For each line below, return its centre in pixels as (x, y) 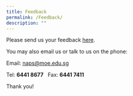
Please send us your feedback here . (51, 40)
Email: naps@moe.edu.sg (37, 63)
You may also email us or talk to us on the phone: (67, 52)
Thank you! (20, 86)
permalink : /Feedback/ (34, 17)
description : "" (26, 23)
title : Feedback (26, 12)
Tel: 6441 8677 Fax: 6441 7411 (45, 75)
